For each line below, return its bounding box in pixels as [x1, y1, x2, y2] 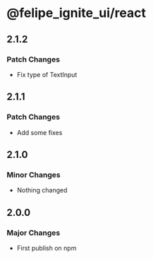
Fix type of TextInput [16, 70, 78, 79]
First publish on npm [16, 243, 77, 252]
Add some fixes [16, 128, 63, 137]
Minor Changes [6, 170, 61, 180]
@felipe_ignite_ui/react [6, 5, 146, 21]
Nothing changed [16, 186, 68, 195]
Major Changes [6, 228, 61, 238]
